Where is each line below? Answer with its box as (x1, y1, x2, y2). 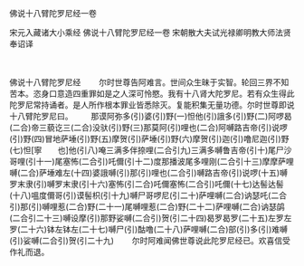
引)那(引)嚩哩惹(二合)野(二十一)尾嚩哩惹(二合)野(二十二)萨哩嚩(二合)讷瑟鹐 (9, 202, 285, 212)
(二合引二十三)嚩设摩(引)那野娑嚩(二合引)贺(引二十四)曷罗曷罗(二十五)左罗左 (9, 213, 292, 223)
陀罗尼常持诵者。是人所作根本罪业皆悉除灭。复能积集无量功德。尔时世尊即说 (9, 100, 295, 110)
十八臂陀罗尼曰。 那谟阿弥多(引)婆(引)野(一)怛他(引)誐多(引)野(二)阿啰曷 (9, 111, 292, 121)
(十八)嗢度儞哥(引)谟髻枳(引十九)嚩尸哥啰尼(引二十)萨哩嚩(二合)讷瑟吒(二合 (9, 190, 288, 201)
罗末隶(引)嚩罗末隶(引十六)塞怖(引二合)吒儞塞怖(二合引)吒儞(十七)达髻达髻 (9, 179, 285, 189)
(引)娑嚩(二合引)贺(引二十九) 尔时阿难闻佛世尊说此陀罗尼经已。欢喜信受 (9, 235, 291, 246)
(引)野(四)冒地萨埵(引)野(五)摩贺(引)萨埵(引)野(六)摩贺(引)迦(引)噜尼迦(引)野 (9, 134, 290, 144)
